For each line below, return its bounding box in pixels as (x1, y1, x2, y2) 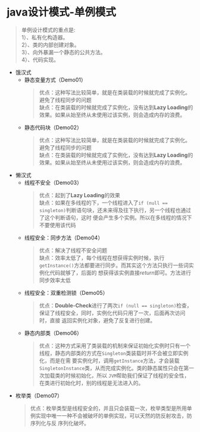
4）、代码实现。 (21, 56, 59, 63)
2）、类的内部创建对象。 (21, 41, 80, 48)
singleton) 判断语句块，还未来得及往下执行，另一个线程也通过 (39, 206, 191, 213)
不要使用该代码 (39, 221, 76, 228)
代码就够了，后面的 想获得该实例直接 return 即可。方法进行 (49, 269, 192, 276)
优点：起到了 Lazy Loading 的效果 (39, 191, 121, 198)
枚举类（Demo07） (15, 391, 63, 399)
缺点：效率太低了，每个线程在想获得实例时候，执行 (39, 254, 165, 261)
